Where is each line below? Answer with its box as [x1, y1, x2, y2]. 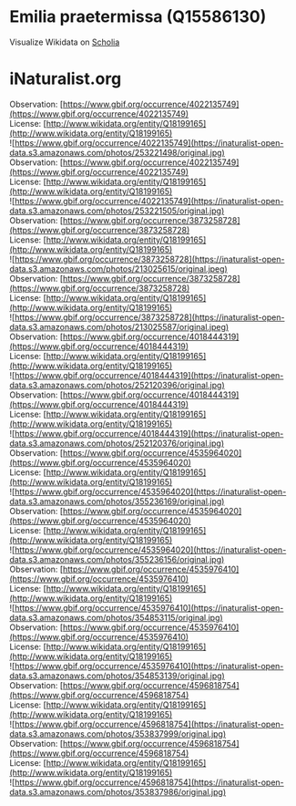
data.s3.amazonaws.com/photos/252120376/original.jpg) [9, 438, 225, 449]
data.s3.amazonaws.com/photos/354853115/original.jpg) [9, 612, 223, 623]
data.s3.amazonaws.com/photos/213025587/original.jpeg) [9, 321, 230, 332]
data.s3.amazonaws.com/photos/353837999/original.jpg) [9, 728, 227, 739]
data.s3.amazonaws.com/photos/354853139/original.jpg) [9, 670, 225, 681]
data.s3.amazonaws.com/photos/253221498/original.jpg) [9, 147, 225, 158]
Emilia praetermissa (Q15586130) [9, 6, 267, 27]
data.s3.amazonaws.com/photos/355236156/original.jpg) [9, 553, 225, 564]
